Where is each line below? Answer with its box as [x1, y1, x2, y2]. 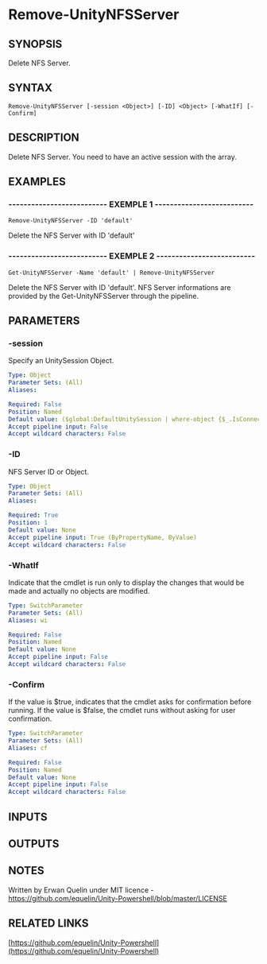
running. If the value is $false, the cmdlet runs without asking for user [8, 706, 236, 715]
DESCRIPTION [8, 131, 79, 145]
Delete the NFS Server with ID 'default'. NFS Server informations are [8, 282, 231, 292]
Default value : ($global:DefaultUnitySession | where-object [8, 415, 215, 423]
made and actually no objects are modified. [8, 586, 150, 595]
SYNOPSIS [8, 37, 63, 51]
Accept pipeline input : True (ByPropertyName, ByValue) [8, 533, 197, 541]
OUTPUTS [8, 837, 60, 850]
